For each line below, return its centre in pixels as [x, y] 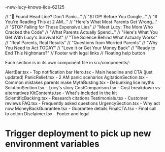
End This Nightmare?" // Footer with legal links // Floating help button [75, 53]
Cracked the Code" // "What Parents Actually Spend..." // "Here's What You [82, 32]
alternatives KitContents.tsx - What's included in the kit [61, 93]
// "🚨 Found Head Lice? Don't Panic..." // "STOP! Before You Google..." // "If [81, 16]
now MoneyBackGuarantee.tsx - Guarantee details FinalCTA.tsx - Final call [81, 108]
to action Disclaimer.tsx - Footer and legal [47, 114]
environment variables [52, 144]
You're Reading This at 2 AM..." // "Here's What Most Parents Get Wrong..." [81, 22]
